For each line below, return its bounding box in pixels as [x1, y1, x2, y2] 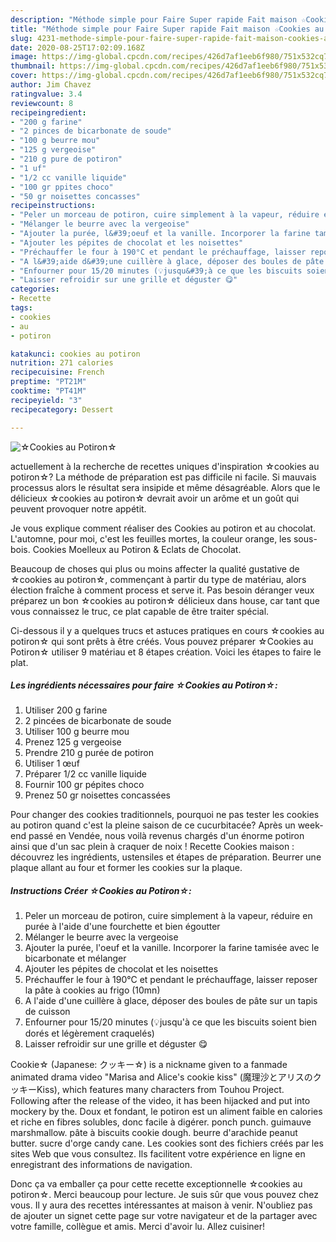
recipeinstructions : [10, 201, 97, 211]
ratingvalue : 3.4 [10, 89, 83, 99]
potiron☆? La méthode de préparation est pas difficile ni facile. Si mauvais [10, 471, 317, 483]
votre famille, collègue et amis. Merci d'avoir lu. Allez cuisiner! [10, 1221, 266, 1233]
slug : [10, 33, 33, 43]
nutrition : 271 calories [10, 358, 114, 368]
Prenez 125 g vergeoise [24, 736, 122, 748]
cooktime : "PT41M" [10, 386, 87, 396]
